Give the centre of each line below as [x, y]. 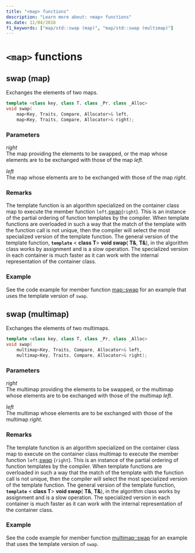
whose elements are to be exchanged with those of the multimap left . [89, 396]
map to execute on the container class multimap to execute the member [93, 454]
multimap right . [24, 419]
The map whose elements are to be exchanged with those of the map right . [96, 178]
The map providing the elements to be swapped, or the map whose [87, 154]
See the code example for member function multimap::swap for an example [97, 538]
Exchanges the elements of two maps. [52, 93]
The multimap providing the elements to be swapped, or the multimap [90, 389]
